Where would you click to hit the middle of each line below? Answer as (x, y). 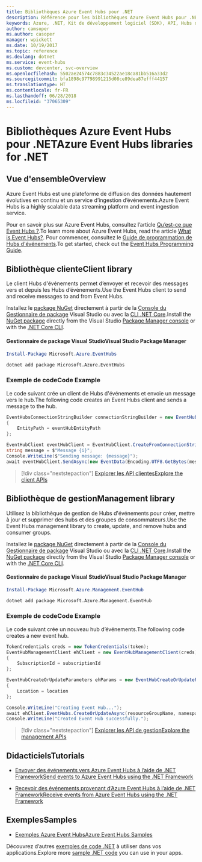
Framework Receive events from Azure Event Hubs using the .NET (96, 795)
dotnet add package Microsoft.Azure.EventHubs (66, 365)
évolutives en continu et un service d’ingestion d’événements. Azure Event (98, 200)
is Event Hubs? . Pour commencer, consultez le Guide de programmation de (99, 237)
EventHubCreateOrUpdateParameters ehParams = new (70, 680)
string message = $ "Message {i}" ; (50, 451)
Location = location (43, 691)
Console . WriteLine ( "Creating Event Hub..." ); (64, 708)
